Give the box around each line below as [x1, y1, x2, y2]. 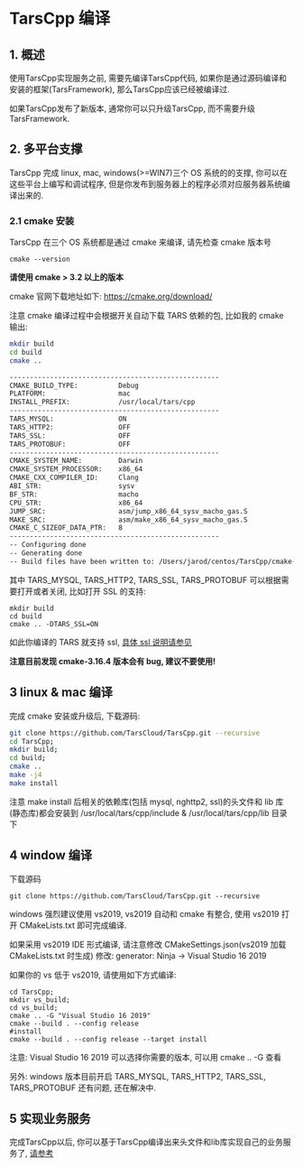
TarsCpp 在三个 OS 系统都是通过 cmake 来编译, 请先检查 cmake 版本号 [9, 236, 272, 248]
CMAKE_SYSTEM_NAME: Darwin [9, 457, 143, 466]
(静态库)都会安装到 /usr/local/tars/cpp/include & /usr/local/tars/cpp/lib [9, 807, 270, 818]
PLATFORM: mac [9, 389, 131, 398]
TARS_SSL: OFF [9, 431, 131, 440]
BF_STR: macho [9, 489, 140, 499]
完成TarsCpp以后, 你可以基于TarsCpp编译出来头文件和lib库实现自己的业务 [9, 1136, 284, 1147]
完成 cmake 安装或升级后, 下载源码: [9, 710, 141, 721]
